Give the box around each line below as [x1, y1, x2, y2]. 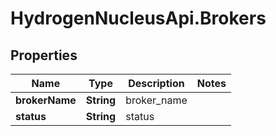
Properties [10, 47, 78, 64]
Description [128, 77, 185, 90]
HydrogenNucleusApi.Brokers [10, 7, 267, 30]
